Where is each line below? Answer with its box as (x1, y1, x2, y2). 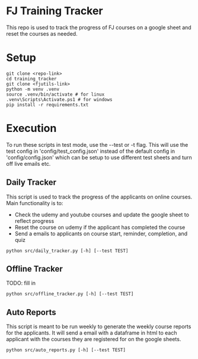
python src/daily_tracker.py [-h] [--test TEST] (6, 248, 129, 254)
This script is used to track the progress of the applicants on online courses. (6, 193, 193, 200)
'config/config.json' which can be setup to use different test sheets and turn (6, 153, 193, 161)
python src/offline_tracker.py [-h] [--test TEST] (6, 291, 134, 297)
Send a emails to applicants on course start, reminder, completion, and (14, 230, 188, 237)
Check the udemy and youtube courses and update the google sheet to (14, 211, 190, 218)
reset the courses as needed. (6, 30, 78, 37)
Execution (6, 122, 57, 135)
